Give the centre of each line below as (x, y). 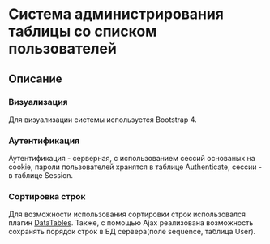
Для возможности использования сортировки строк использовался (127, 214)
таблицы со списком (83, 31)
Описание (35, 78)
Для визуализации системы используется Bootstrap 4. (103, 120)
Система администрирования (116, 14)
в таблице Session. (41, 176)
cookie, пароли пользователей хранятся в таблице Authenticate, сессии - (135, 167)
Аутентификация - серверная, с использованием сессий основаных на (132, 159)
